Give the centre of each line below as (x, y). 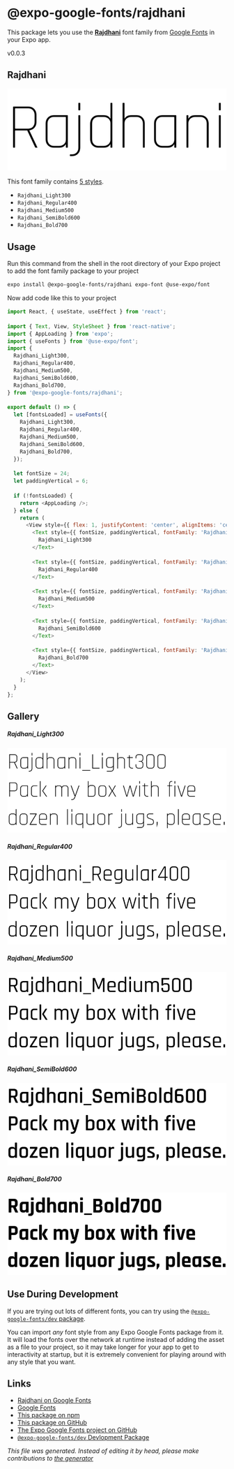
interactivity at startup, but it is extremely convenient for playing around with (117, 1354)
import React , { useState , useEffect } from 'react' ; (87, 312)
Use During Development (63, 1294)
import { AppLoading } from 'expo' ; (60, 334)
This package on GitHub (52, 1423)
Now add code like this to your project (62, 298)
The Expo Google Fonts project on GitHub (77, 1430)
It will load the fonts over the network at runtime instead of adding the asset (116, 1339)
